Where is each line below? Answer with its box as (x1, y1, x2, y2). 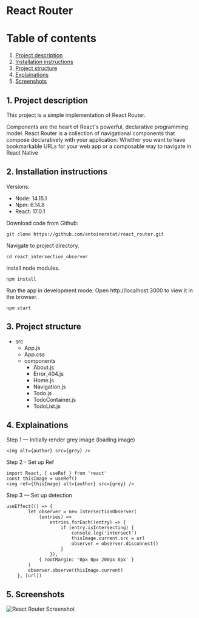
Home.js (33, 376, 55, 384)
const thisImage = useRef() (6, 476, 78, 482)
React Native (6, 149, 38, 156)
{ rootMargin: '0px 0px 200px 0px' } (38, 557, 135, 563)
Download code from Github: (6, 219, 79, 226)
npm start (6, 305, 32, 311)
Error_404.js (33, 370, 64, 377)
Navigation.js (33, 383, 66, 390)
